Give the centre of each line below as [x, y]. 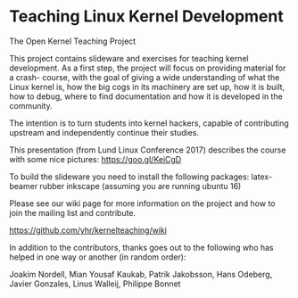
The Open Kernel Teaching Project [73, 41]
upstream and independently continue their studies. [104, 132]
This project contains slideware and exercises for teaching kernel [129, 58]
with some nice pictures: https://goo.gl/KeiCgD [95, 159]
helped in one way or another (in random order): [98, 257]
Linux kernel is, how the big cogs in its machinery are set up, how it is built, [147, 87]
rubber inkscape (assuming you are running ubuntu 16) [141, 186]
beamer [24, 186]
